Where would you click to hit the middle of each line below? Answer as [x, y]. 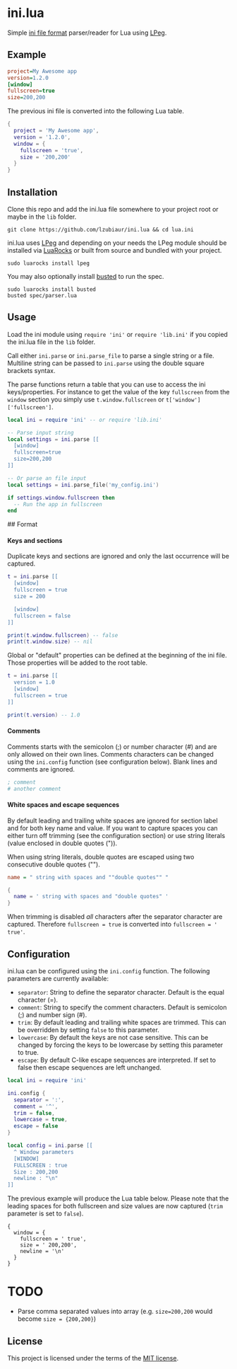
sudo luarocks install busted [52, 289]
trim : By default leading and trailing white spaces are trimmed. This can [122, 1023]
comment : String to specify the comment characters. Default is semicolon [122, 1007]
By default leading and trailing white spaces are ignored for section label [113, 820]
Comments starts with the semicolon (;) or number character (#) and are [112, 746]
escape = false [36, 1126]
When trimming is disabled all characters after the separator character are [115, 917]
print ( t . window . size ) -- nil [50, 642]
